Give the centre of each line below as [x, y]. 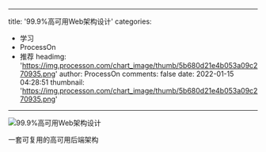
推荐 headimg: [43, 57]
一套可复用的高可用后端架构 [53, 140]
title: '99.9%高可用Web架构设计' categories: [80, 21]
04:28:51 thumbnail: [52, 82]
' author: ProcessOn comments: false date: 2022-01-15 [144, 74]
